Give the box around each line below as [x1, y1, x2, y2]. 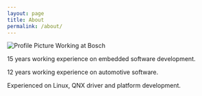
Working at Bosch [55, 42, 106, 50]
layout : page [7, 10, 45, 17]
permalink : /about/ [7, 23, 63, 29]
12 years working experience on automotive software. [7, 68, 159, 76]
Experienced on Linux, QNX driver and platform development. [7, 82, 181, 90]
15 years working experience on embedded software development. [7, 55, 196, 63]
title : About [7, 16, 45, 23]
